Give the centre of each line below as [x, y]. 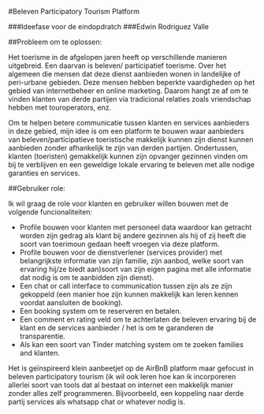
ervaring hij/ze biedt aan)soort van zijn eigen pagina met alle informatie [136, 269]
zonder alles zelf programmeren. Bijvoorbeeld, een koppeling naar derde [126, 393]
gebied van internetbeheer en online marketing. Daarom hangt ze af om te [128, 91]
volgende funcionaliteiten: [50, 212]
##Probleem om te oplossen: [55, 42]
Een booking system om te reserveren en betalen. [100, 311]
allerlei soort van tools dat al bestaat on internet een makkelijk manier [121, 385]
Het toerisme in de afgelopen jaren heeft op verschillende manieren [117, 57]
